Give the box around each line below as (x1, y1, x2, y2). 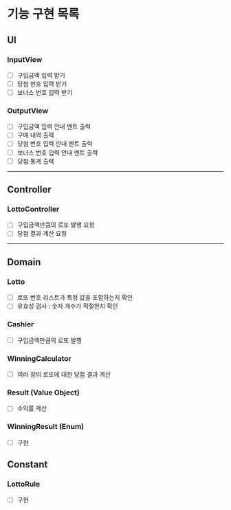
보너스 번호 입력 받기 (16, 89, 73, 96)
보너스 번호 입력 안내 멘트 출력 (16, 148, 98, 157)
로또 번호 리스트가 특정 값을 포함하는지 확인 (16, 293, 133, 302)
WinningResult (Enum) (7, 422, 85, 432)
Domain (7, 256, 41, 268)
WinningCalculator (7, 353, 72, 363)
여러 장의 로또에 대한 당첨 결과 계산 (16, 370, 111, 378)
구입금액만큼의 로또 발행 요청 (16, 221, 95, 229)
